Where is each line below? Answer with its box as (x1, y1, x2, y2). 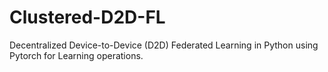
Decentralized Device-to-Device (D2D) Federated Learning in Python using (9, 39, 319, 51)
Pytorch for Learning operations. (9, 49, 144, 61)
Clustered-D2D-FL (9, 6, 166, 29)
